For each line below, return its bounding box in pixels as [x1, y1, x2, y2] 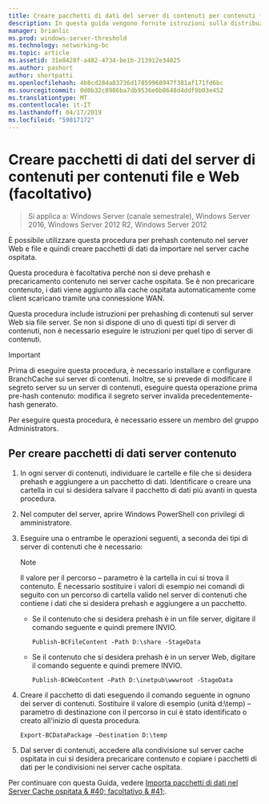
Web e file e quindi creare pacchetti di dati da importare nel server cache [8, 244, 250, 253]
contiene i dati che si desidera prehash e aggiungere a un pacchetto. [19, 598, 247, 608]
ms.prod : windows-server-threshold [8, 34, 127, 42]
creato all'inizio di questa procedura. [19, 715, 142, 725]
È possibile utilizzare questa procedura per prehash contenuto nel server [8, 235, 249, 244]
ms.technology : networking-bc [8, 42, 110, 50]
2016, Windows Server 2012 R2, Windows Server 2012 [27, 220, 207, 229]
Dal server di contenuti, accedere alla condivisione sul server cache [19, 745, 244, 754]
